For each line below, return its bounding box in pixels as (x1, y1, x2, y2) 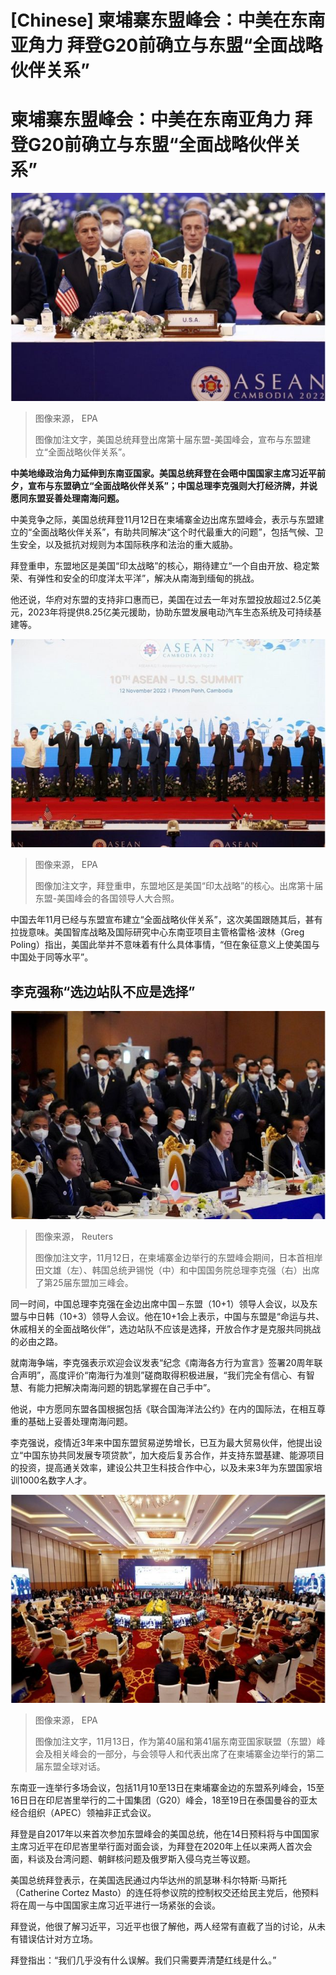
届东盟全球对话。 (34, 1761, 106, 1773)
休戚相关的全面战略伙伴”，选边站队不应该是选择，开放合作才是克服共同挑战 (10, 1323, 322, 1335)
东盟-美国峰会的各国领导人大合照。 (34, 892, 180, 905)
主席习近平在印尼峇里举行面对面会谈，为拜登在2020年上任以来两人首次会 (10, 1841, 313, 1853)
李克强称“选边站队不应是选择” (10, 983, 196, 1000)
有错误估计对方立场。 (10, 1933, 98, 1945)
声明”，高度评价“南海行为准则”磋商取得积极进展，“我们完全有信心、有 (18, 1369, 307, 1381)
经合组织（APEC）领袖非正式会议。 (10, 1807, 157, 1819)
